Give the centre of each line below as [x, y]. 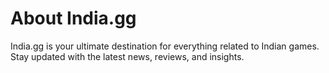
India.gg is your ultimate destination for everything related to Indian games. [165, 46]
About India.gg [73, 18]
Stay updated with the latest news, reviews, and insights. [127, 56]
